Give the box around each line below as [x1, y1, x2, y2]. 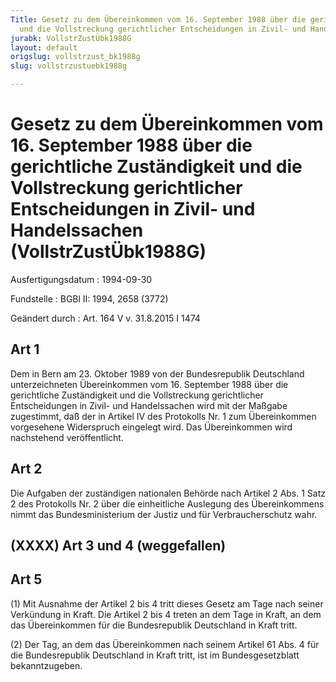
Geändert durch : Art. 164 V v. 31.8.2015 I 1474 [10, 312, 201, 324]
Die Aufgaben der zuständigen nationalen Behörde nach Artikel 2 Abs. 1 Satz [10, 487, 327, 499]
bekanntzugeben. [10, 659, 83, 671]
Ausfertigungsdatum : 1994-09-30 [10, 273, 153, 285]
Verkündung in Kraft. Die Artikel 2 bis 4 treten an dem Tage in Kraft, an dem [10, 608, 322, 620]
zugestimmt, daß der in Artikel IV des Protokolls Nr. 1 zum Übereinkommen [10, 410, 317, 422]
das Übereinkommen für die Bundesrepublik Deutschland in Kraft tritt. [10, 619, 298, 631]
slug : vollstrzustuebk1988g [10, 61, 128, 71]
